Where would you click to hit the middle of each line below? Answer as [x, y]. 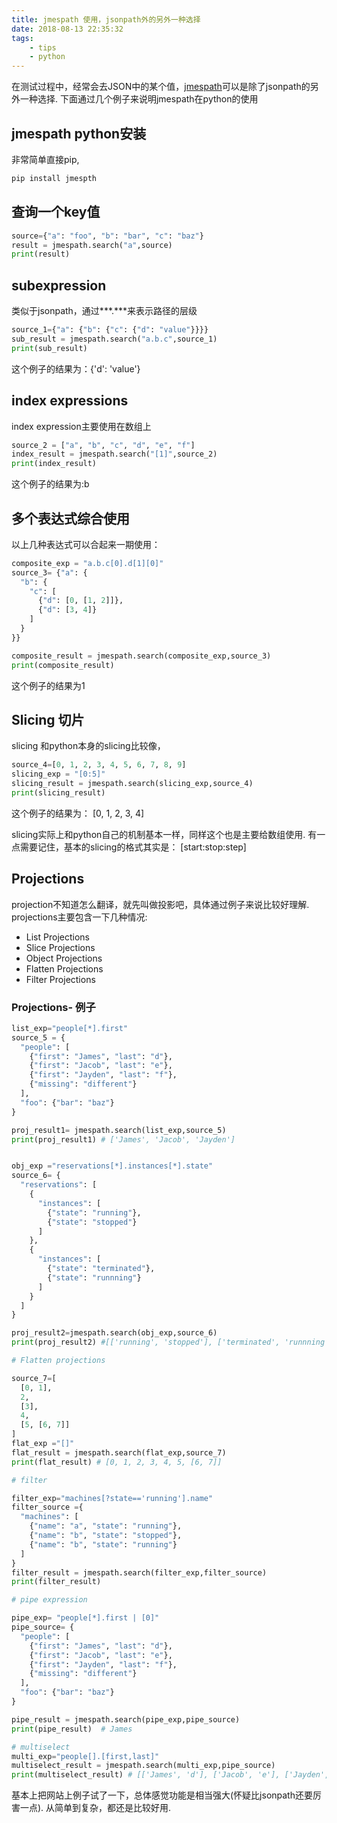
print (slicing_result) [58, 793]
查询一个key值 [56, 212]
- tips [43, 47]
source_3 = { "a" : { [49, 572]
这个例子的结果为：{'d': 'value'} [76, 368]
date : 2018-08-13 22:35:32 [67, 29]
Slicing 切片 [48, 719]
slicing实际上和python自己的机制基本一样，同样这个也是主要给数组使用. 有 [164, 834]
